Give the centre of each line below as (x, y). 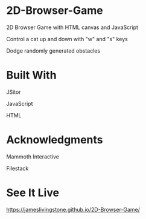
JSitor (14, 92)
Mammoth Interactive (33, 156)
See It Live (33, 193)
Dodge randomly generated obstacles (53, 51)
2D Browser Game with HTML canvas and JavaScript (72, 27)
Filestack (17, 168)
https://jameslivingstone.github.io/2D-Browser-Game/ (73, 209)
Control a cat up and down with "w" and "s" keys (67, 39)
